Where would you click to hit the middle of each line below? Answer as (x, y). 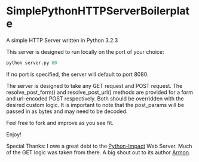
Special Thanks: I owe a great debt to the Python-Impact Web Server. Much (99, 146)
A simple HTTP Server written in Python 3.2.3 (62, 40)
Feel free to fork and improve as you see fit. (60, 123)
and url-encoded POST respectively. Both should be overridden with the (95, 98)
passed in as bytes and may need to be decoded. (67, 111)
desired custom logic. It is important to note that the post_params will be (95, 105)
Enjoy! (14, 134)
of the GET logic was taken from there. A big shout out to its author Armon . (98, 152)
